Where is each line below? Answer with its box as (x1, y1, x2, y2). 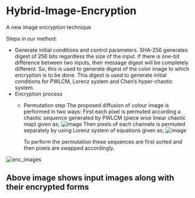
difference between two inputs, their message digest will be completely (14, 59, 189, 66)
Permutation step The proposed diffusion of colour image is (23, 101, 170, 108)
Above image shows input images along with (6, 173, 174, 183)
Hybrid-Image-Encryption (6, 4, 137, 18)
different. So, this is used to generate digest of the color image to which (14, 65, 190, 72)
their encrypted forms (6, 182, 89, 192)
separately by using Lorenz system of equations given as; (23, 127, 164, 134)
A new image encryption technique (6, 24, 92, 31)
